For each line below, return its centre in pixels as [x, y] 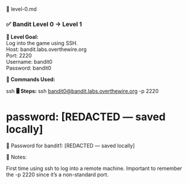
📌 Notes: [17, 157]
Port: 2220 [19, 56]
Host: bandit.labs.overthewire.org [46, 49]
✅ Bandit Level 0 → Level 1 [44, 24]
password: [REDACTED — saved [86, 117]
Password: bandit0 [29, 68]
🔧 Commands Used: [31, 80]
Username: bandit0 [29, 62]
